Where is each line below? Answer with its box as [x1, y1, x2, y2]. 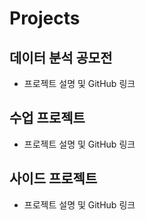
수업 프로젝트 [9, 110, 86, 127]
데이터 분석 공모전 [9, 49, 113, 66]
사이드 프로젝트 [9, 170, 98, 187]
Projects [9, 7, 81, 30]
